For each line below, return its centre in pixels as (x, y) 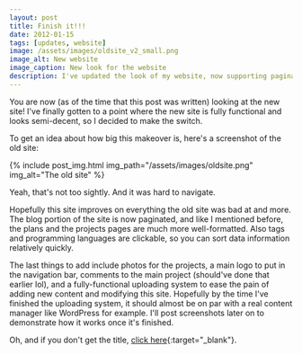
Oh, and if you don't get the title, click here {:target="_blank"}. (123, 340)
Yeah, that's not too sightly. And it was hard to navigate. (112, 192)
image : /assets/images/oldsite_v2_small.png (94, 51)
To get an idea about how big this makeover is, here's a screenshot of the (145, 138)
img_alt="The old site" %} (57, 174)
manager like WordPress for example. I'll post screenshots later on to (137, 313)
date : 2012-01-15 (42, 34)
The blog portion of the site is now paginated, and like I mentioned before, (147, 219)
